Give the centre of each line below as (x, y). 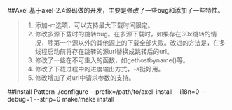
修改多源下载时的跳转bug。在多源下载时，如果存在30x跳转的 (123, 34)
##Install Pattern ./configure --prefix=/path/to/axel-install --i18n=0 (103, 92)
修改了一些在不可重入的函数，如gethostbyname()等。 (112, 60)
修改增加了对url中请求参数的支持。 (85, 78)
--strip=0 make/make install (74, 99)
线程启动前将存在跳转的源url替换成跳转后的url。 (104, 51)
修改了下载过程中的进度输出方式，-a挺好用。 (100, 69)
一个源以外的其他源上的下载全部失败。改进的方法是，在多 (142, 43)
